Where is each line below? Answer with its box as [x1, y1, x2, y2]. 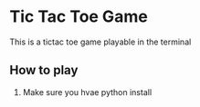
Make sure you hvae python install [22, 86, 153, 97]
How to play [9, 63, 79, 78]
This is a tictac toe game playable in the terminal [9, 36, 192, 47]
